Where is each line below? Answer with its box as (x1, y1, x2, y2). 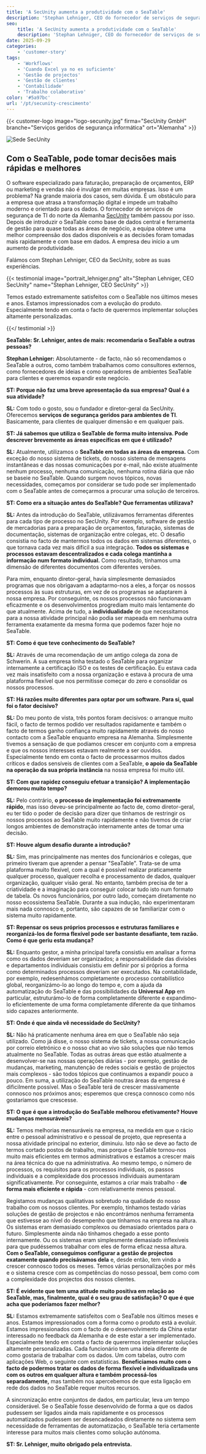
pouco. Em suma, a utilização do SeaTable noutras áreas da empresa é (6, 1077, 186, 1084)
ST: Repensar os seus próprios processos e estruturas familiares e (6, 923, 180, 931)
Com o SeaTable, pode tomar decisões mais (6, 154, 177, 164)
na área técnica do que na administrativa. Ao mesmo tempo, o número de (6, 1159, 192, 1167)
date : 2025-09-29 (6, 37, 51, 44)
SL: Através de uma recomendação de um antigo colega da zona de (6, 651, 178, 659)
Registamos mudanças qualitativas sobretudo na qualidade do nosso (6, 1197, 181, 1205)
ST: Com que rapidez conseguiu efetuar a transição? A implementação (6, 778, 190, 786)
